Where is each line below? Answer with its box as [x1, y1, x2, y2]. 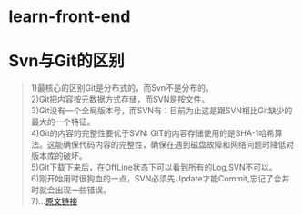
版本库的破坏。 [30, 151, 87, 161]
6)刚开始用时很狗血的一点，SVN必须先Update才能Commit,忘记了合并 [30, 173, 290, 184]
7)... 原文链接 [30, 196, 78, 207]
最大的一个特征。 [30, 116, 96, 128]
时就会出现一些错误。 [30, 184, 111, 196]
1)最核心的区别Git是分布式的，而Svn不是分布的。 [30, 83, 215, 93]
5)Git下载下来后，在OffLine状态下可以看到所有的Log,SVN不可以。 [30, 161, 278, 173]
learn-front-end [8, 6, 131, 27]
